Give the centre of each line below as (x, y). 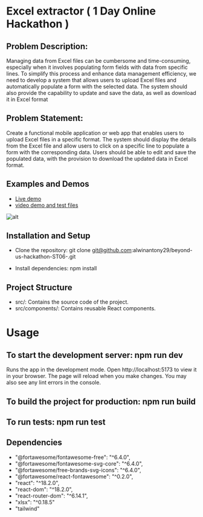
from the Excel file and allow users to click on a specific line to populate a (98, 146)
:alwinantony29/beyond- (162, 250)
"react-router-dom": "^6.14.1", (51, 496)
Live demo (28, 198)
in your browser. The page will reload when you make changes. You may (97, 376)
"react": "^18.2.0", (37, 483)
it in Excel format (27, 99)
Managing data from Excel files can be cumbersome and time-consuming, (98, 61)
